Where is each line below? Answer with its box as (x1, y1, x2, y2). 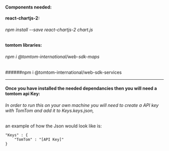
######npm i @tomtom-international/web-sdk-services (5, 69, 122, 75)
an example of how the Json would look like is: (5, 123, 102, 129)
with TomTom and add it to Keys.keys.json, (5, 107, 94, 113)
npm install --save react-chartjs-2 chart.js (5, 27, 93, 33)
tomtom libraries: (5, 42, 42, 48)
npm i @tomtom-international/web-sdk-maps (5, 54, 100, 60)
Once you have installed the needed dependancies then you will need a (5, 85, 157, 91)
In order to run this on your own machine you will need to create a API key (5, 102, 159, 108)
